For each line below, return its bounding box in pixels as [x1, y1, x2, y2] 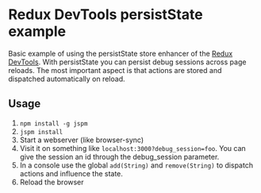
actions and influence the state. [19, 168, 123, 178]
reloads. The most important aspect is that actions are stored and [8, 65, 222, 75]
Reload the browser [19, 177, 85, 187]
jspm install [19, 128, 63, 136]
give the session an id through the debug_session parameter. [19, 152, 220, 161]
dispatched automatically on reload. [8, 74, 125, 83]
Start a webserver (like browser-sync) [19, 135, 144, 145]
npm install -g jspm [19, 119, 88, 128]
